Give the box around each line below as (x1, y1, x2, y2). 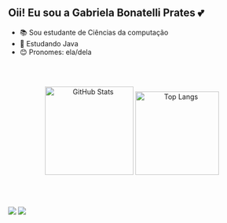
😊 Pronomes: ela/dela (19, 47, 92, 57)
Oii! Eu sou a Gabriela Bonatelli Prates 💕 (8, 6, 204, 20)
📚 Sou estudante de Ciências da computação (19, 27, 169, 37)
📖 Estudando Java (19, 38, 79, 48)
